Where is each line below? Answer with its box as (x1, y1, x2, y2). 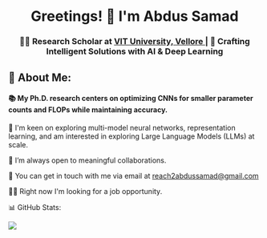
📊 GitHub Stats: (8, 202, 62, 212)
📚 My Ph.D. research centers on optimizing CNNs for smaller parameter (8, 94, 254, 103)
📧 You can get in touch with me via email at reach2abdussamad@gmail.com (8, 171, 259, 180)
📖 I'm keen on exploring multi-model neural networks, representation (8, 123, 236, 132)
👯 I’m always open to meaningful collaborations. (8, 155, 167, 165)
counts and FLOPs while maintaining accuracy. (8, 105, 168, 115)
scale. (8, 139, 28, 149)
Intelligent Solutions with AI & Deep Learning (46, 46, 224, 57)
